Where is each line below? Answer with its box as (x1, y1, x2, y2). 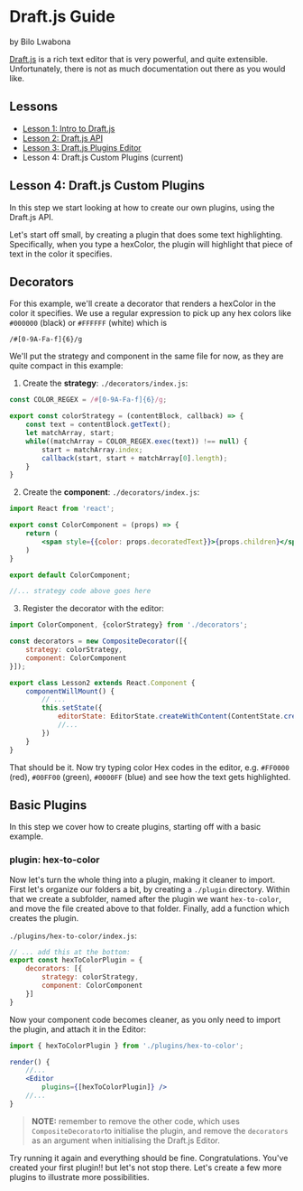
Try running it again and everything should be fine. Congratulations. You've (9, 1152, 289, 1163)
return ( (25, 529, 59, 538)
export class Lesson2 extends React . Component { (9, 678, 196, 687)
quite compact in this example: (9, 360, 124, 371)
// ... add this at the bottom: (9, 947, 131, 956)
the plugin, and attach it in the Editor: (9, 1023, 147, 1035)
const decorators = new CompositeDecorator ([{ (9, 637, 188, 647)
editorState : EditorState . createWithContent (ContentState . (57, 712, 284, 721)
